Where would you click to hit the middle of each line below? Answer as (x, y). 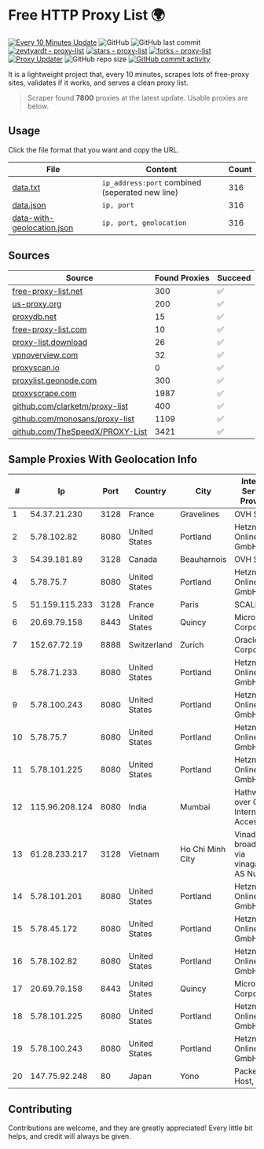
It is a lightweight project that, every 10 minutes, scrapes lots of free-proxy (129, 74)
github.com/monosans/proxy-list (73, 419)
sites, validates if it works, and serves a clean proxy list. (98, 83)
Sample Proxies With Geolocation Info (103, 459)
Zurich (192, 645)
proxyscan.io (36, 368)
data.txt (26, 187)
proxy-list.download (50, 342)
